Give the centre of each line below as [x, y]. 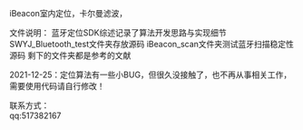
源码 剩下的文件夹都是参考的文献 [70, 55]
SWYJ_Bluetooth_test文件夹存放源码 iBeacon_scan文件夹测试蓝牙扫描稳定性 [152, 44]
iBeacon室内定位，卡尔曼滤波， [68, 13]
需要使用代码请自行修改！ [57, 86]
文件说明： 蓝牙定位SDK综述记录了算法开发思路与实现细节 [118, 33]
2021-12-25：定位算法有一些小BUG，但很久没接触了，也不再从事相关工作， [151, 75]
